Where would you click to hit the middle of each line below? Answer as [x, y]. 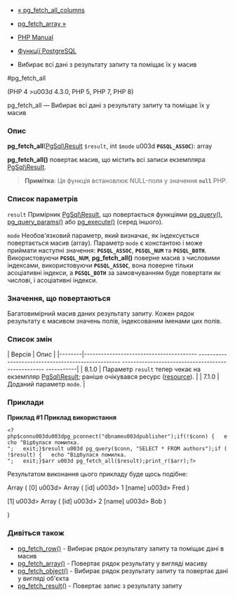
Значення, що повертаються [59, 298]
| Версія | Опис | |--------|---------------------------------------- [102, 354]
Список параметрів [43, 199]
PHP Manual [35, 37]
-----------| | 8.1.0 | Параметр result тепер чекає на [123, 369]
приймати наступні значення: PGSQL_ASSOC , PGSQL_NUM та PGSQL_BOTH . [107, 250]
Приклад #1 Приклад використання [62, 417]
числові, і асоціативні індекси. [53, 280]
